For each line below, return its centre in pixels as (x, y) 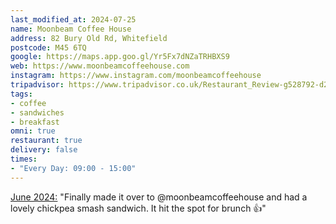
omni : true (33, 131)
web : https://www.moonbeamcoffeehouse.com (100, 66)
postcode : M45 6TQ (48, 47)
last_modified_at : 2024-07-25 (73, 19)
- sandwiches (37, 112)
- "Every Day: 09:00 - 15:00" (73, 168)
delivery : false (44, 150)
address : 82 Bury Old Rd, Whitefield (89, 38)
